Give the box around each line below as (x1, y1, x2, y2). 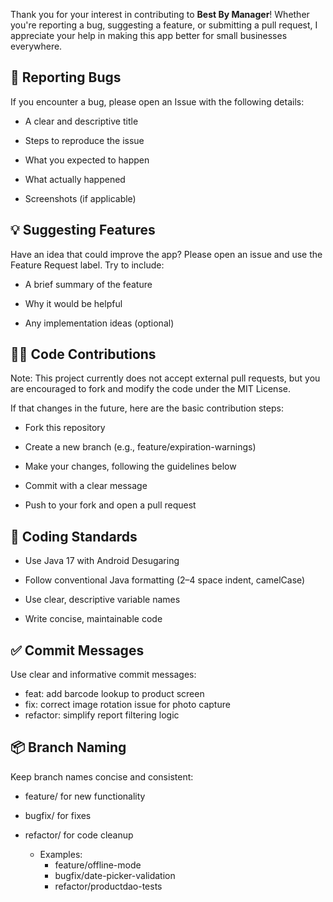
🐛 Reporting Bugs (10, 69, 122, 86)
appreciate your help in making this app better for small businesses (10, 30, 288, 41)
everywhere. (10, 40, 63, 52)
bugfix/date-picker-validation (54, 869, 176, 881)
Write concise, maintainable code (24, 613, 163, 625)
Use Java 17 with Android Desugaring (24, 555, 180, 567)
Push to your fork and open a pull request (24, 499, 197, 511)
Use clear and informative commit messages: (10, 669, 197, 681)
